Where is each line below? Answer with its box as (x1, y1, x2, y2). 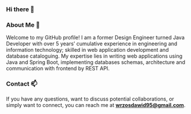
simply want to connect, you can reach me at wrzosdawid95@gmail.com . (6, 101, 186, 108)
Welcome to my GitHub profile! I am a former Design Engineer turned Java (6, 34, 185, 41)
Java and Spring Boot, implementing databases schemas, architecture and (6, 59, 186, 66)
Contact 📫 (6, 80, 37, 88)
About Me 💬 (6, 20, 40, 28)
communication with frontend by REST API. (6, 65, 110, 72)
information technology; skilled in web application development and (6, 47, 169, 54)
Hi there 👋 (6, 5, 35, 13)
